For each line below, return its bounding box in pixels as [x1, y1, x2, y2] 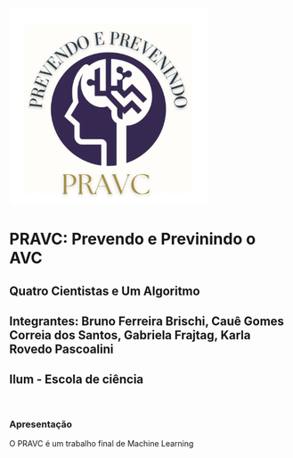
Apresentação [9, 418, 73, 430]
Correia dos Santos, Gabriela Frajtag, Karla [9, 328, 251, 343]
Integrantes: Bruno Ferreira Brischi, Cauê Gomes [9, 313, 285, 329]
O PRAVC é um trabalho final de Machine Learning [9, 438, 194, 449]
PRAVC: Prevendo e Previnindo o [9, 229, 256, 249]
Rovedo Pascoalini [9, 341, 114, 356]
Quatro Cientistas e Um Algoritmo [9, 283, 200, 298]
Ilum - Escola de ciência [9, 372, 144, 387]
